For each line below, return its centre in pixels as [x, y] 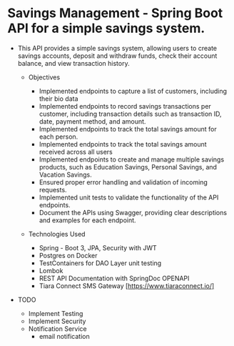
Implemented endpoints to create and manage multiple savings [132, 159]
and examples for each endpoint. [88, 220]
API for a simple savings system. [106, 28]
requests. [53, 189]
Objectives [44, 77]
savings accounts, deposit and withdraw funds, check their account [117, 56]
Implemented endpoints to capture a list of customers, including [133, 91]
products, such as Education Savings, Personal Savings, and [128, 167]
